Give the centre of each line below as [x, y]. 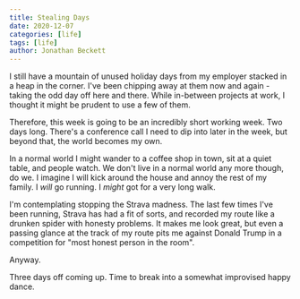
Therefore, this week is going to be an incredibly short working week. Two [146, 123]
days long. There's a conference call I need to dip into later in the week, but [149, 132]
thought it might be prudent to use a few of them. [100, 105]
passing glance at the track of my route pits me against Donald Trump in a [146, 233]
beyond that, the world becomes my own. [86, 141]
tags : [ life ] [34, 43]
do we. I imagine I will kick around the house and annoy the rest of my [138, 178]
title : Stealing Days [50, 17]
